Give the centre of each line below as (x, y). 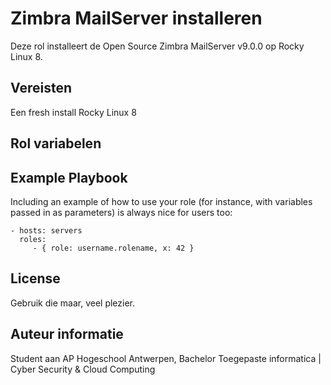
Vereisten (41, 88)
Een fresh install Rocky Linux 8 (73, 112)
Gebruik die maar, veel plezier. (73, 303)
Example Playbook (69, 177)
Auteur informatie (67, 334)
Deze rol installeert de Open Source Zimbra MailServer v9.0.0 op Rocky (157, 46)
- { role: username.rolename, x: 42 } (113, 248)
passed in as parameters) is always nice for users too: (121, 212)
